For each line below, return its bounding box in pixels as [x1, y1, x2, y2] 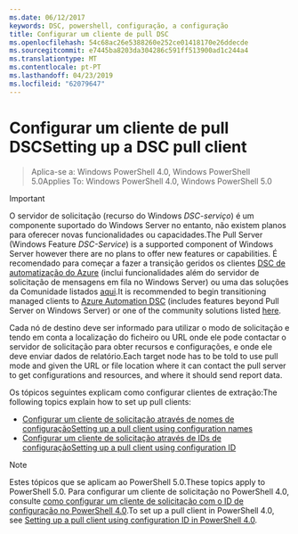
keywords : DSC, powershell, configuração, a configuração [9, 21, 229, 30]
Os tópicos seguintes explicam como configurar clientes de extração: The [9, 387, 278, 398]
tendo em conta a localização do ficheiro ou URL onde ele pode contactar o [9, 332, 287, 342]
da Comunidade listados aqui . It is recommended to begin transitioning [9, 286, 267, 297]
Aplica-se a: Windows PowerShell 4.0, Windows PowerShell [30, 166, 251, 177]
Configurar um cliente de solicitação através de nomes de [21, 414, 235, 424]
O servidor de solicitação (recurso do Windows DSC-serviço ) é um [9, 210, 255, 221]
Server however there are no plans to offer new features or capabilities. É [9, 248, 278, 259]
